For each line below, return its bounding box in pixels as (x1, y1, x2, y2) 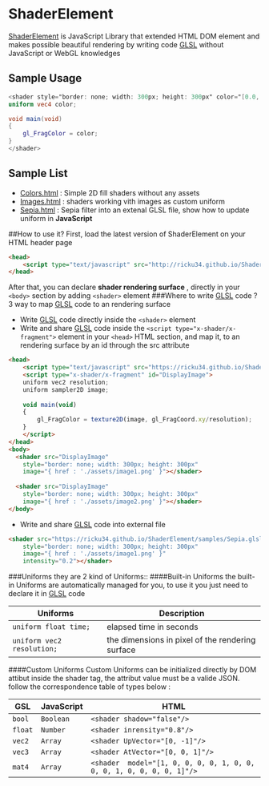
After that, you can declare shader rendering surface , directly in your (8, 282, 240, 292)
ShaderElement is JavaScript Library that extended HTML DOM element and (8, 31, 260, 41)
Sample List (8, 167, 68, 180)
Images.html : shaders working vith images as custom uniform (19, 196, 226, 206)
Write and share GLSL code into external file (19, 519, 166, 529)
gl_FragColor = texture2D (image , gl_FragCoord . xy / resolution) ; (37, 416, 252, 424)
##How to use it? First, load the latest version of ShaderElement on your (8, 229, 246, 239)
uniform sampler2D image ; (22, 385, 110, 393)
